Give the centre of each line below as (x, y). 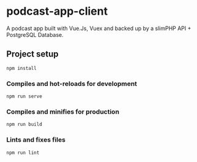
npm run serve (24, 96)
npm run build (24, 125)
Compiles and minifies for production (63, 112)
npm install (21, 68)
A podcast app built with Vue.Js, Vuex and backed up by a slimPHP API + (99, 28)
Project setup (33, 54)
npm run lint (23, 152)
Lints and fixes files (36, 140)
